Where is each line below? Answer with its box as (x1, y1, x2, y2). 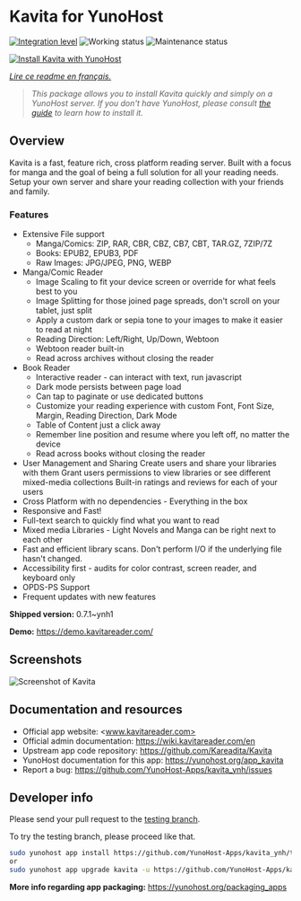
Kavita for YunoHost (9, 6, 164, 27)
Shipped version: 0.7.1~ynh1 (9, 609, 114, 620)
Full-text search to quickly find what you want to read (21, 515, 219, 526)
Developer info (9, 791, 94, 806)
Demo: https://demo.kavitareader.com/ (9, 626, 154, 637)
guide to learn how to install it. (30, 107, 143, 118)
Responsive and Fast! (21, 506, 102, 517)
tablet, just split (35, 305, 92, 316)
